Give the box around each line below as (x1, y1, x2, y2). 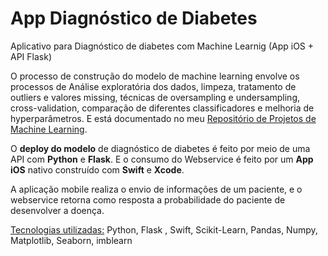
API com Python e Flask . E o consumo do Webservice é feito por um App (10, 153, 314, 165)
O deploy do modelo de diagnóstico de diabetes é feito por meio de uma (10, 142, 311, 154)
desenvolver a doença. (10, 204, 105, 216)
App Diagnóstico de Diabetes (10, 7, 258, 30)
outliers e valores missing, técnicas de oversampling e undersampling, (10, 91, 301, 103)
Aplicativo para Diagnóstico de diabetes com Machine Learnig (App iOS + (10, 40, 315, 52)
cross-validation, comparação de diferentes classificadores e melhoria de (10, 102, 315, 114)
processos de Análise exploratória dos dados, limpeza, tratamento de (10, 80, 297, 92)
